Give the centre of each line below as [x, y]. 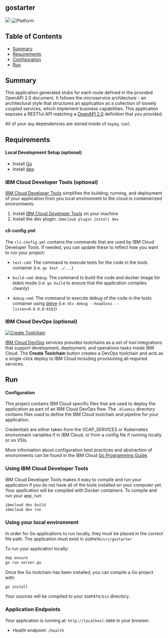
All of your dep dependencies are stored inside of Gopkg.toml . [68, 124]
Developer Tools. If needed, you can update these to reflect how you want [82, 247]
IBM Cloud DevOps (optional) [41, 322]
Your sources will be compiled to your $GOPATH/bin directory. [68, 596]
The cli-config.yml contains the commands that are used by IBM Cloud [80, 242]
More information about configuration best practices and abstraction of [79, 450]
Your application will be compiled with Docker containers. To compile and [81, 490]
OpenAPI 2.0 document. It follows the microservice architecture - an [76, 98]
